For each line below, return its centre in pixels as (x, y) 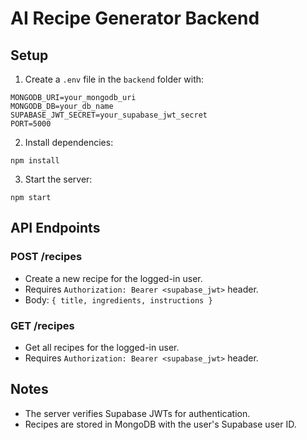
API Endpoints (55, 228)
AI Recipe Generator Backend (135, 18)
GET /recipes (42, 325)
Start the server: (58, 179)
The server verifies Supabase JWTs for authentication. (137, 413)
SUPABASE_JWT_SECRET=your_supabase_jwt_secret (109, 115)
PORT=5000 (31, 124)
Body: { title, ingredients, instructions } (118, 299)
